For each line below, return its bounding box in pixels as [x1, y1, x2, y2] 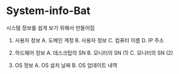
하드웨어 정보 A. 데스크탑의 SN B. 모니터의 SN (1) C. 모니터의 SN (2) [14, 49, 174, 56]
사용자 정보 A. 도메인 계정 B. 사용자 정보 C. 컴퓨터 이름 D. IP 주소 [14, 36, 164, 43]
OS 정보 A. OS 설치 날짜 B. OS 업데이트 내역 [14, 62, 117, 69]
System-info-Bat [6, 4, 91, 18]
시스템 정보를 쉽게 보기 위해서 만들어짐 [6, 24, 95, 31]
